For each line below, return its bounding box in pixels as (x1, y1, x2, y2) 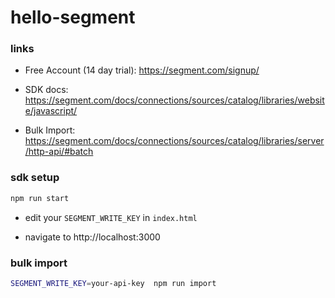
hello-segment (10, 6, 136, 29)
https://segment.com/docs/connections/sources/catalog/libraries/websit (24, 94, 325, 106)
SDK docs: (24, 84, 69, 96)
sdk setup (10, 171, 60, 185)
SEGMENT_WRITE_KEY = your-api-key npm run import (10, 278, 217, 288)
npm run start (10, 193, 70, 203)
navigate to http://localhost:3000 (24, 231, 161, 243)
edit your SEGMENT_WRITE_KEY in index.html (24, 211, 198, 223)
